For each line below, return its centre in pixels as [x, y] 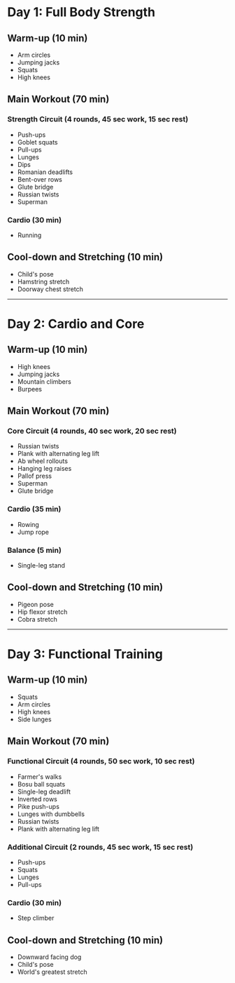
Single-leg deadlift [44, 791]
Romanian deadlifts [45, 172]
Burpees [30, 389]
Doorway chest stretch [50, 289]
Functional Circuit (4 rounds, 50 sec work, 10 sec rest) [101, 761]
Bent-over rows [40, 179]
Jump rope [33, 532]
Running [29, 235]
